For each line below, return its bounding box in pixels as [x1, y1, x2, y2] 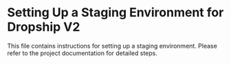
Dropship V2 [7, 19, 80, 35]
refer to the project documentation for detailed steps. [7, 49, 158, 57]
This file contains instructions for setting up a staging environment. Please [7, 42, 218, 50]
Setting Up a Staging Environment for [7, 5, 224, 20]
